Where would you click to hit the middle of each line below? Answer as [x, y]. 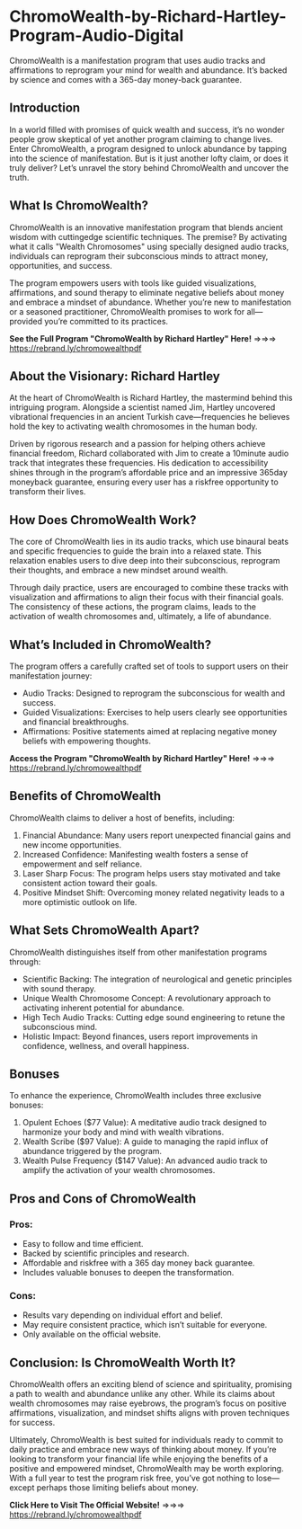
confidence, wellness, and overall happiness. [106, 1045]
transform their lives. [48, 492]
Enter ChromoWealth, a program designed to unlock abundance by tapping [148, 148]
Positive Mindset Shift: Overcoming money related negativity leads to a [153, 893]
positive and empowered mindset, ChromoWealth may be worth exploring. [147, 1469]
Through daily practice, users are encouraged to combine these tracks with [149, 588]
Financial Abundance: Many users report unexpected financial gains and [156, 835]
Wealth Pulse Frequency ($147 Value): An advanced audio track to [145, 1160]
